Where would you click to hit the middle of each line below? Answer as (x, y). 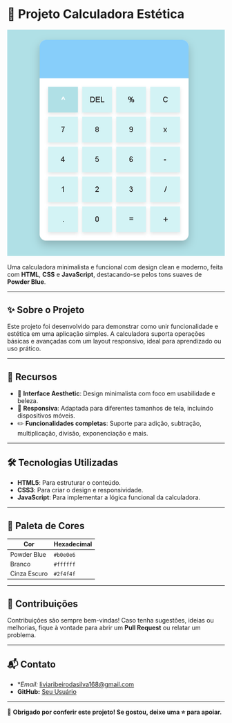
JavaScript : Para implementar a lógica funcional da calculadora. (109, 497)
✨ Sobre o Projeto (46, 310)
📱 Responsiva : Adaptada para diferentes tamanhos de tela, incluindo (115, 409)
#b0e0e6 (65, 555)
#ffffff (65, 564)
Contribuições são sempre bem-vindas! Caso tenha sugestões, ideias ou (110, 621)
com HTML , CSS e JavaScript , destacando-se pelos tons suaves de (105, 274)
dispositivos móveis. (46, 416)
